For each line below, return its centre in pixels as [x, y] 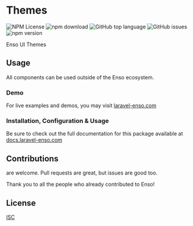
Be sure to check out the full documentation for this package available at [95, 134]
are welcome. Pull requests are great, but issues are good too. [82, 173]
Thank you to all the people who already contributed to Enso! [81, 185]
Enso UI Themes [26, 44]
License [21, 203]
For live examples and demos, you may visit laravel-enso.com [81, 106]
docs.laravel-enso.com [34, 140]
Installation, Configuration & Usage [58, 121]
